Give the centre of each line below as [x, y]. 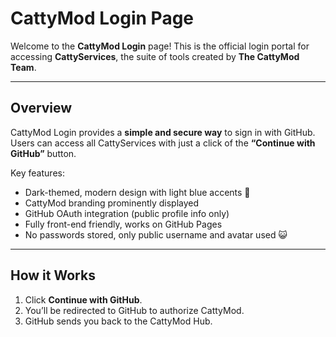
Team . [23, 67]
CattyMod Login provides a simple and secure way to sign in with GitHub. [163, 132]
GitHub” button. [43, 153]
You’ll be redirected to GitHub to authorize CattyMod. [134, 310]
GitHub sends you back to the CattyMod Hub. [118, 321]
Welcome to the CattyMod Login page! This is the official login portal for [160, 46]
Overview [41, 108]
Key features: [37, 173]
